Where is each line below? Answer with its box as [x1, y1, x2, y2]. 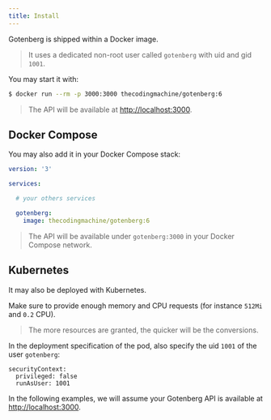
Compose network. [28, 240, 93, 250]
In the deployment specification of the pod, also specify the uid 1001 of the [8, 341, 257, 350]
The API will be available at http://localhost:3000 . [28, 105, 193, 114]
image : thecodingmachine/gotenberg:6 [23, 216, 150, 225]
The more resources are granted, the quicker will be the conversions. [28, 325, 259, 335]
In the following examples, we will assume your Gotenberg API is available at [8, 393, 263, 403]
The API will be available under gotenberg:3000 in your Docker [28, 231, 235, 241]
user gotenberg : [8, 349, 61, 359]
